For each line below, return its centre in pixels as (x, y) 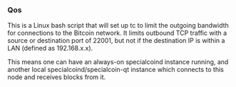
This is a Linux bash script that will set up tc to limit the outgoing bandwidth (118, 26)
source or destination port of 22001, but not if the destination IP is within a (116, 41)
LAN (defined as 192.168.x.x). (50, 48)
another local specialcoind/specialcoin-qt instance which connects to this (116, 70)
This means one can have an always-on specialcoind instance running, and (118, 62)
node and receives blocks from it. (57, 77)
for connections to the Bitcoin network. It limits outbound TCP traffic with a (117, 33)
